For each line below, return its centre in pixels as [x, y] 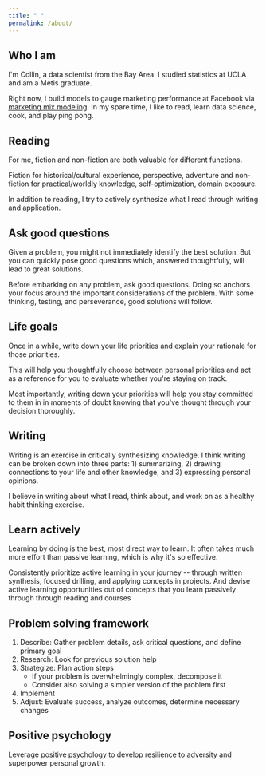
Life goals [33, 327]
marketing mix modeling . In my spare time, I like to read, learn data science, [132, 107]
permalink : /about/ [41, 23]
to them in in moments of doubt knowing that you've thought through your [130, 402]
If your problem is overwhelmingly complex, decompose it [127, 676]
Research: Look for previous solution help [88, 659]
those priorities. [34, 354]
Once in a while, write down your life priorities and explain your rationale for [133, 346]
